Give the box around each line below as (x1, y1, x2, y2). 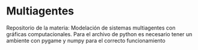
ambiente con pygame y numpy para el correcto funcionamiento (6, 37, 166, 44)
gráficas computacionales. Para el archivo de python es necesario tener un (6, 30, 193, 37)
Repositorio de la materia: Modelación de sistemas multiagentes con (6, 24, 176, 31)
